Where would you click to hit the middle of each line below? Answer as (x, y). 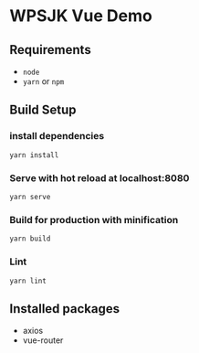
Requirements (50, 50)
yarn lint (28, 281)
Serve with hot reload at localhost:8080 (99, 177)
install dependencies (57, 136)
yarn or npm (43, 81)
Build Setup (43, 110)
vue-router (43, 340)
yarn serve (30, 197)
